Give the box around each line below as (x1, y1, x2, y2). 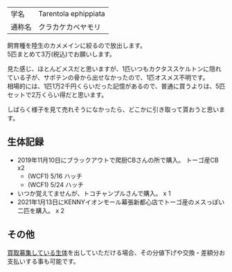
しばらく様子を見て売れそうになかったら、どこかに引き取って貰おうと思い (7, 105, 220, 114)
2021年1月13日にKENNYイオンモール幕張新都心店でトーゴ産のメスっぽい (17, 197, 225, 206)
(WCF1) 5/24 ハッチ (27, 180, 84, 189)
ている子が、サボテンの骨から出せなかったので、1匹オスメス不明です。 (7, 73, 209, 82)
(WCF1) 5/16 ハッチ (27, 172, 83, 180)
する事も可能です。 (25, 257, 80, 265)
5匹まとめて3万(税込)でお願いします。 (7, 50, 116, 58)
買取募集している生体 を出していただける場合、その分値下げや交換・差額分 (7, 248, 220, 257)
